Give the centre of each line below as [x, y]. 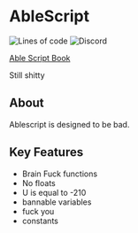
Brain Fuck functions [60, 174]
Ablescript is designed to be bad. [69, 124]
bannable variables [57, 202]
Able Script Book [40, 58]
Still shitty [27, 75]
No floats [38, 183]
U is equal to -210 [54, 192]
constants [40, 221]
